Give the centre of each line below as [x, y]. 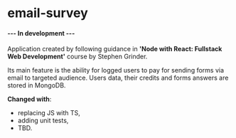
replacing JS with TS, [49, 113]
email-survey [48, 13]
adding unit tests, [43, 121]
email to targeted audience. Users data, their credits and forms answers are [118, 78]
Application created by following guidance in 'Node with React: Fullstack [115, 49]
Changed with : [29, 99]
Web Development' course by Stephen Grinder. [77, 57]
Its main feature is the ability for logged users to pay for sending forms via [116, 70]
